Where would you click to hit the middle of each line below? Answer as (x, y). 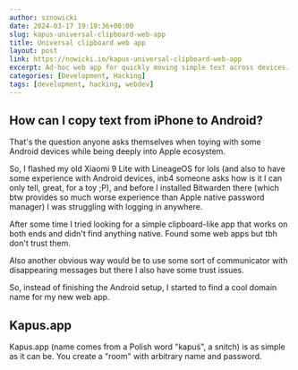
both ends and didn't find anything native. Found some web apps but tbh (143, 234)
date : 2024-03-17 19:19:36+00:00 (72, 26)
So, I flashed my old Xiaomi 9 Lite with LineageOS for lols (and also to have (148, 169)
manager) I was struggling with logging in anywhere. (106, 207)
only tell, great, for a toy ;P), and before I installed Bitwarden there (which (145, 188)
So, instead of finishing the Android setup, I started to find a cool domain (143, 288)
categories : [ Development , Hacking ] (77, 76)
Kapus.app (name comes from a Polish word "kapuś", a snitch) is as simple (147, 347)
